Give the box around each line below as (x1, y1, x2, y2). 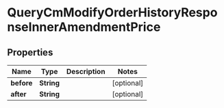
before (10, 79, 33, 87)
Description (66, 67, 105, 76)
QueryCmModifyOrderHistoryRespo (7, 5, 218, 21)
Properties (7, 46, 53, 58)
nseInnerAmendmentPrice (7, 19, 161, 35)
